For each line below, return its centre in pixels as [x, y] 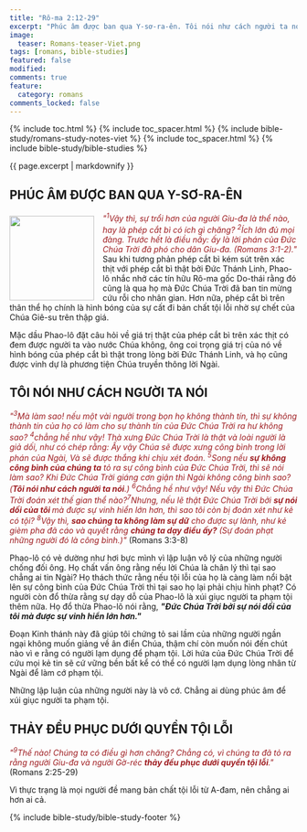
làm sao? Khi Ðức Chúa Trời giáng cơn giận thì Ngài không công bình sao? [150, 477]
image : [22, 35]
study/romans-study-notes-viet [69, 139]
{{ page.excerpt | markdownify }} [72, 166]
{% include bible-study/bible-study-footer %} [95, 817]
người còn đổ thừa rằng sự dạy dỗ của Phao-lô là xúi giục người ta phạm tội [151, 597]
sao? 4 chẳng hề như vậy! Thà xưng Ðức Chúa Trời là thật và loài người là [148, 436]
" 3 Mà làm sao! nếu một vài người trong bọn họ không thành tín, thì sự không [153, 415]
